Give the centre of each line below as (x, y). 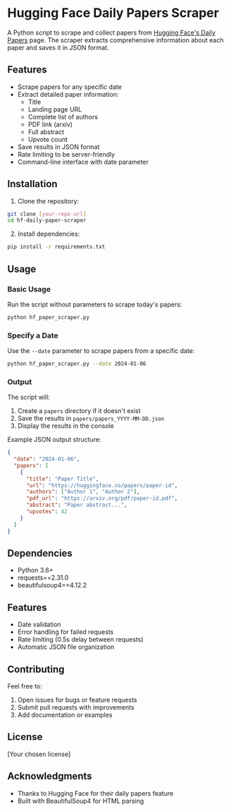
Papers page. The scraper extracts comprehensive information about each (115, 40)
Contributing (36, 669)
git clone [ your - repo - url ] (47, 214)
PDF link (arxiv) (50, 124)
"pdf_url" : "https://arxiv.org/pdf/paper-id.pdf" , (102, 498)
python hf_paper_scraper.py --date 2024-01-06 (77, 364)
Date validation (39, 625)
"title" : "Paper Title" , (62, 479)
